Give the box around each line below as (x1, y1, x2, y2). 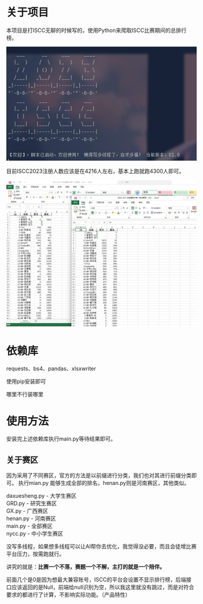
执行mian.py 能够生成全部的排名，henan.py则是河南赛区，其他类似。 (18, 480, 190, 487)
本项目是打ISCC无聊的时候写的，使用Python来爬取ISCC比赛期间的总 (6, 27, 176, 34)
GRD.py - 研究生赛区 (6, 500, 57, 507)
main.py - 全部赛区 (6, 522, 53, 530)
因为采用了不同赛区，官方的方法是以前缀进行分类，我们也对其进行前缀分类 (6, 472, 192, 479)
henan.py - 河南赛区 (6, 515, 56, 522)
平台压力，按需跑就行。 (6, 550, 65, 557)
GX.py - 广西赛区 (6, 507, 48, 515)
